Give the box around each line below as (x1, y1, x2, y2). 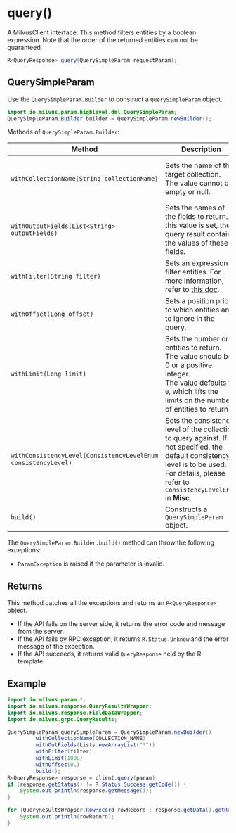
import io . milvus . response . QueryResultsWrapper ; (7, 702, 152, 710)
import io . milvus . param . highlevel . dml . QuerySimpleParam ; (7, 108, 178, 115)
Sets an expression (164, 258, 228, 268)
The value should (164, 352, 223, 362)
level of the (164, 424, 202, 434)
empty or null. (164, 187, 211, 197)
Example (7, 678, 46, 689)
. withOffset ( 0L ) (32, 761, 80, 768)
